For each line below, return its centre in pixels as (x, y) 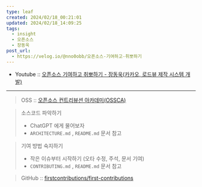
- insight (24, 34)
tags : (13, 28)
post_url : (19, 51)
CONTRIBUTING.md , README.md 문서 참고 (76, 166)
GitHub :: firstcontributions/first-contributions (77, 178)
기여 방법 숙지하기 (42, 146)
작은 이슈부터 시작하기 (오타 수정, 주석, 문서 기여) (87, 158)
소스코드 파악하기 (41, 113)
